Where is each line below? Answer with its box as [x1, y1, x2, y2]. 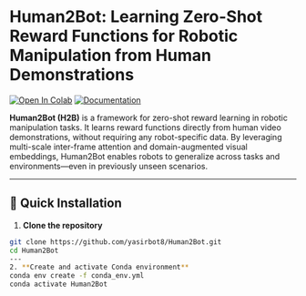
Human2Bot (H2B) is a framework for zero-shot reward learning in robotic [9, 112, 289, 123]
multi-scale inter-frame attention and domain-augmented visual [9, 141, 248, 152]
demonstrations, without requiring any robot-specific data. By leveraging [9, 131, 282, 142]
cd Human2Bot [9, 246, 59, 255]
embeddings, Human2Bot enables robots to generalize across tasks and [9, 150, 280, 161]
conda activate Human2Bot [9, 280, 107, 289]
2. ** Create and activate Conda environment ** [9, 262, 189, 272]
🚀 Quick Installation [9, 196, 122, 211]
